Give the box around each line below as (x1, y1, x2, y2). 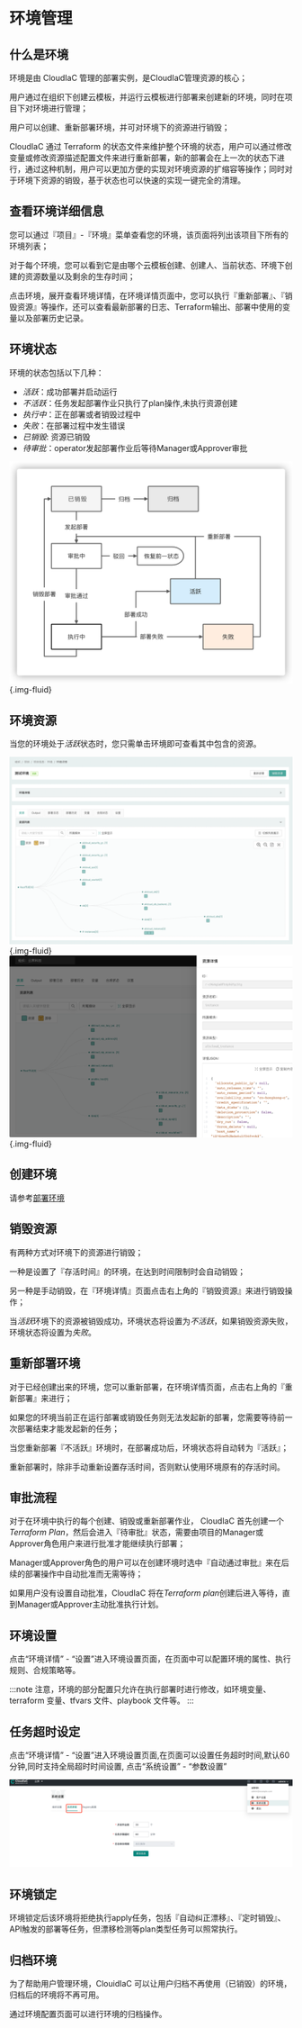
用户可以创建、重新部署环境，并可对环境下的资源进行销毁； (9, 122, 230, 132)
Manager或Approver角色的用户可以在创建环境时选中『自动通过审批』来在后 (9, 1557, 289, 1568)
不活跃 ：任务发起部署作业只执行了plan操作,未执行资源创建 (22, 397, 238, 408)
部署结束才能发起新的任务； (16, 1423, 120, 1434)
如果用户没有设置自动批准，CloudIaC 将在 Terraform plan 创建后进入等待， (9, 1588, 283, 1598)
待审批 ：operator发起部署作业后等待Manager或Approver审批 (22, 442, 248, 453)
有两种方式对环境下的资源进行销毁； (9, 1246, 144, 1257)
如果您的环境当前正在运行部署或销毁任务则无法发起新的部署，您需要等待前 (9, 1411, 285, 1423)
